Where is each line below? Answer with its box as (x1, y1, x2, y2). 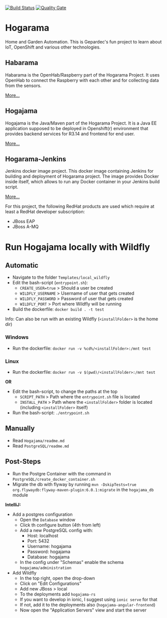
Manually (5, 424, 35, 433)
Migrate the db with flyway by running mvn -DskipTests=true (12, 481, 137, 487)
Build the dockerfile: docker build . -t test (12, 306, 105, 312)
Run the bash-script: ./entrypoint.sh (12, 409, 90, 415)
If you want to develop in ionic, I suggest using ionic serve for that (19, 596, 158, 602)
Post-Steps (5, 457, 41, 466)
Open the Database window (19, 516, 76, 522)
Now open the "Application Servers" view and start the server (19, 607, 147, 613)
